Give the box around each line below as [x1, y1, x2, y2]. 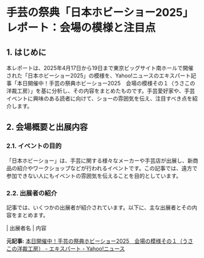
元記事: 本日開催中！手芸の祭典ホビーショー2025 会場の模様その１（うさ [6, 237, 194, 245]
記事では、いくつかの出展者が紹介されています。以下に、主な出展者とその [6, 204, 192, 211]
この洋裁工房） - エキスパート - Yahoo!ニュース [6, 245, 125, 252]
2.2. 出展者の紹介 [6, 188, 58, 197]
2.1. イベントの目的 [6, 142, 62, 150]
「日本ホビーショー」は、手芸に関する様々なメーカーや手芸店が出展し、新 [6, 157, 193, 164]
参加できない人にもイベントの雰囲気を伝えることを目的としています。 [6, 172, 181, 179]
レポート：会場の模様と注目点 [6, 21, 157, 35]
